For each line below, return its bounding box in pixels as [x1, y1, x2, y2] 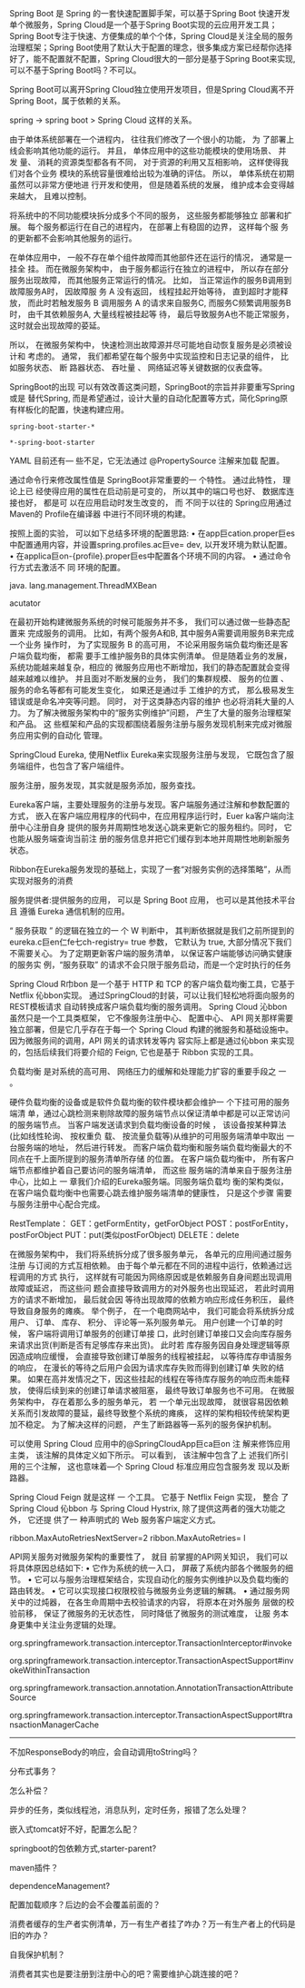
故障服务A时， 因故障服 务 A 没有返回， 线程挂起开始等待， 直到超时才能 [9, 286, 280, 297]
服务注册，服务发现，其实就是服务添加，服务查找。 [9, 780, 201, 790]
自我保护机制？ [9, 1949, 65, 1960]
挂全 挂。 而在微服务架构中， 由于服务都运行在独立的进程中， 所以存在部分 [9, 263, 289, 274]
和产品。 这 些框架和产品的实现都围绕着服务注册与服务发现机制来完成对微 [9, 718, 284, 729]
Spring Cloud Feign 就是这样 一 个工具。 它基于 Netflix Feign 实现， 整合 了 [9, 1492, 290, 1502]
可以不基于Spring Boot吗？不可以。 [9, 64, 142, 75]
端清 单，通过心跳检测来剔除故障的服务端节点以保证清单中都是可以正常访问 [9, 1108, 290, 1119]
